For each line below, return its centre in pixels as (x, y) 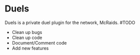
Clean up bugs (27, 32)
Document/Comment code (39, 42)
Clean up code (27, 37)
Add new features (30, 48)
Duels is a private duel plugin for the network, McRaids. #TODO (70, 22)
